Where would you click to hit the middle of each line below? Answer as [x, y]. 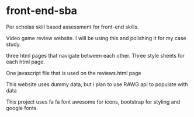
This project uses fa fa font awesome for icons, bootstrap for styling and [93, 102]
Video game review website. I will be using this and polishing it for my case [96, 38]
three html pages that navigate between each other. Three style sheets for [96, 55]
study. [14, 44]
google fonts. [22, 108]
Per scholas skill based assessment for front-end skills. [72, 27]
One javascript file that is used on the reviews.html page [74, 73]
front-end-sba [42, 11]
